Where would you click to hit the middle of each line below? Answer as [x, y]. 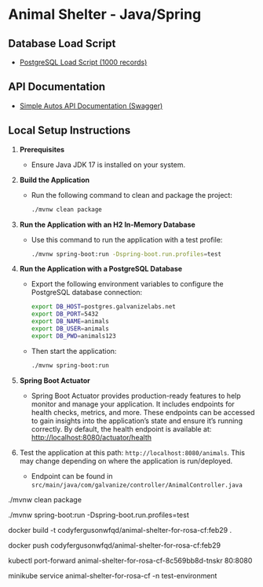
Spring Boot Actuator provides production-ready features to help [136, 396]
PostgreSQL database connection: [87, 293]
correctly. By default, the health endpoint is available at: [121, 428]
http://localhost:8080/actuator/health [91, 437]
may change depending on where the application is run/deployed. [126, 461]
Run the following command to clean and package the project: [132, 195]
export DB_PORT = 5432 [65, 314]
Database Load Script [62, 44]
